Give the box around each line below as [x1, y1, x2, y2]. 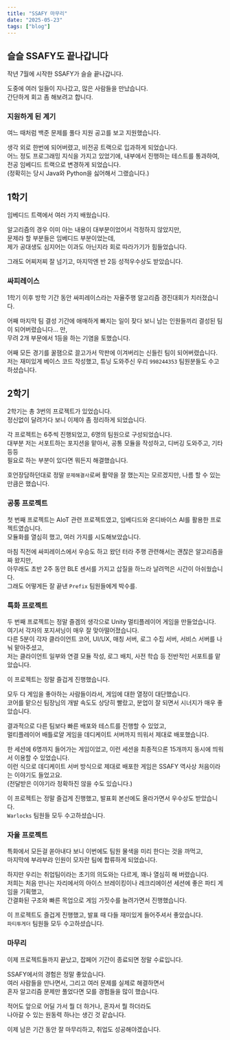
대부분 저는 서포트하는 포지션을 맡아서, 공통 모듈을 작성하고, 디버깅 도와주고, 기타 [7, 439, 223, 448]
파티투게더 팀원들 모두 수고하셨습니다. [7, 919, 104, 928]
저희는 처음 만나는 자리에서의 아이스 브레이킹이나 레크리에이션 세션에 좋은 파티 [7, 879, 216, 887]
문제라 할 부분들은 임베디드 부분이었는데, [7, 234, 115, 242]
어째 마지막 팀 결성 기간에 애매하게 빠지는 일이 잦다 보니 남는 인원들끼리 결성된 [7, 316, 216, 324]
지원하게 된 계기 [7, 112, 56, 121]
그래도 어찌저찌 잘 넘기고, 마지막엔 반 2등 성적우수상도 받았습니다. [7, 258, 183, 266]
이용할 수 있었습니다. [14, 753, 70, 762]
